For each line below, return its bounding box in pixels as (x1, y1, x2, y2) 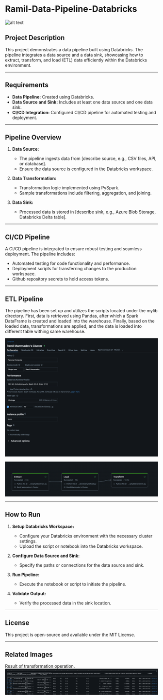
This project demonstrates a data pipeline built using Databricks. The (5, 46, 143, 52)
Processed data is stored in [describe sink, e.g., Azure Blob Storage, (19, 209, 156, 215)
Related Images (5, 650, 53, 659)
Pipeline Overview (5, 133, 62, 141)
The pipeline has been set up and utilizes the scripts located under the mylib (5, 308, 158, 313)
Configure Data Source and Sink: (12, 553, 80, 559)
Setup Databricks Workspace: (12, 523, 74, 529)
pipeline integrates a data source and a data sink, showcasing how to (5, 52, 143, 58)
